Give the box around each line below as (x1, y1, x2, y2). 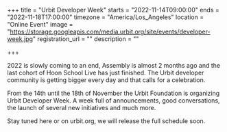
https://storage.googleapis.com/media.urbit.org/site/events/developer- (10, 27, 211, 36)
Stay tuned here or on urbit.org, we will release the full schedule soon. (7, 117, 206, 125)
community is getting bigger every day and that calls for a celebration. (7, 76, 206, 84)
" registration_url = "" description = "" (32, 35, 139, 43)
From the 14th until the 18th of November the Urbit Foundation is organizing (7, 89, 220, 97)
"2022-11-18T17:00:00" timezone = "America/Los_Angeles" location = (7, 13, 204, 21)
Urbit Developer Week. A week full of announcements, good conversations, (7, 96, 221, 105)
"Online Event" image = (7, 21, 73, 28)
